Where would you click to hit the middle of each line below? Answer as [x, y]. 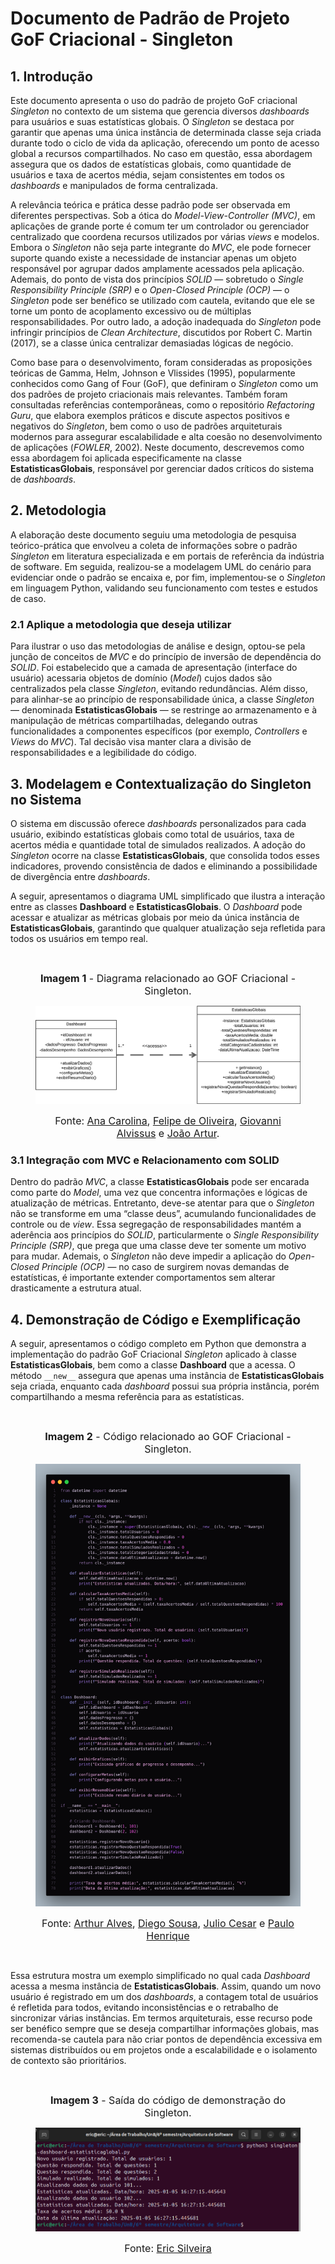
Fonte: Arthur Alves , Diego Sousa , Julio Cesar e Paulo [168, 1924]
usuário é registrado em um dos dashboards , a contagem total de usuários [164, 1997]
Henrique [168, 1936]
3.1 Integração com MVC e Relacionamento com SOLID [145, 1160]
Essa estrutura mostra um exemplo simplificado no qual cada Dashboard [160, 1976]
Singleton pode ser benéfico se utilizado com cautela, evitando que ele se [162, 300]
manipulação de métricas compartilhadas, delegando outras [134, 721]
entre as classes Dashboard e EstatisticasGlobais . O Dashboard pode [156, 906]
